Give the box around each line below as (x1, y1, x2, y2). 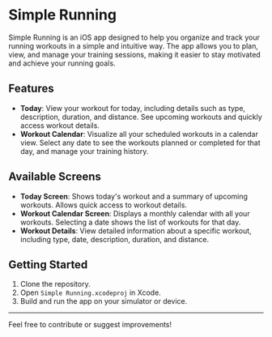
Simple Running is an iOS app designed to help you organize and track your (8, 32, 261, 42)
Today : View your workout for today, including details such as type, (19, 103, 245, 113)
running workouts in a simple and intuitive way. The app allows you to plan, (8, 41, 259, 50)
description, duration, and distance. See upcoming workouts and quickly (19, 112, 263, 122)
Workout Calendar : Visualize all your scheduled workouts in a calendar (19, 129, 259, 139)
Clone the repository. (19, 279, 91, 289)
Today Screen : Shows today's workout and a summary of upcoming (19, 191, 249, 201)
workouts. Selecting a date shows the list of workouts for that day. (19, 217, 241, 227)
